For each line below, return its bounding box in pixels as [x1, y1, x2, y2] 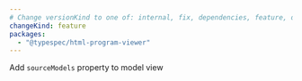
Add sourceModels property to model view [9, 62, 164, 73]
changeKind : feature [9, 21, 87, 30]
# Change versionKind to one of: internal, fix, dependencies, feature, [9, 12, 288, 22]
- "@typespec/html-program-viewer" [17, 37, 151, 47]
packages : [9, 29, 47, 38]
